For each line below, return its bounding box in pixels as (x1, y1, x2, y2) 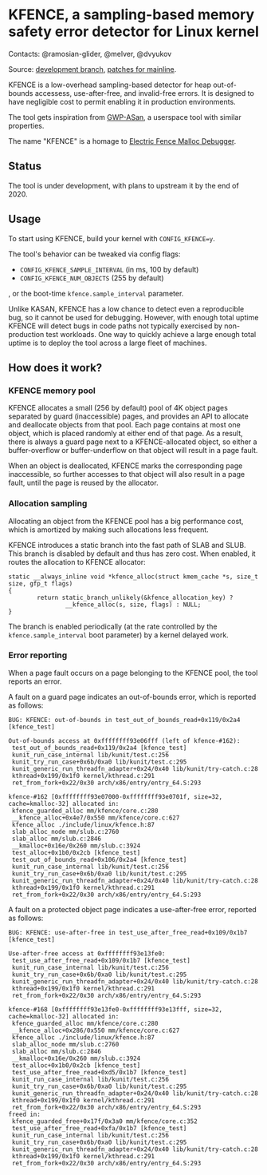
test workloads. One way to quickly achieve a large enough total (45, 329, 257, 339)
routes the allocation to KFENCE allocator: (8, 557, 146, 566)
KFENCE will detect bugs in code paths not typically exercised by (8, 321, 223, 331)
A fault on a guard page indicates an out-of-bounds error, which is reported (8, 692, 257, 701)
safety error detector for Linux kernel (8, 22, 259, 41)
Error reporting (8, 649, 68, 661)
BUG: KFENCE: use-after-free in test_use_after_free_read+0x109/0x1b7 (8, 928, 248, 936)
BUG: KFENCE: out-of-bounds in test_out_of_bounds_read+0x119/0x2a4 (8, 716, 241, 724)
